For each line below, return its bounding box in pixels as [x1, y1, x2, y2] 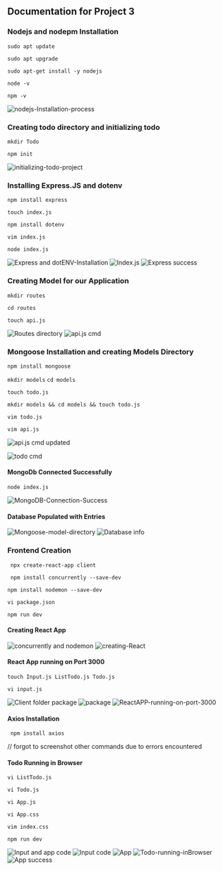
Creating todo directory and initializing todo [7, 122, 160, 132]
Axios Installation [7, 714, 60, 723]
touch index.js [7, 209, 52, 216]
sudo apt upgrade [7, 55, 59, 62]
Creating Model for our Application [7, 276, 129, 286]
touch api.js [7, 317, 46, 324]
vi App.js [7, 799, 37, 806]
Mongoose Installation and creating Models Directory [7, 347, 194, 356]
